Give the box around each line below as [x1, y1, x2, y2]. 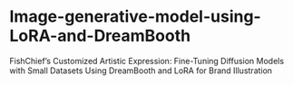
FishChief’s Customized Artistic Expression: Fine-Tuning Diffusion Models [9, 55, 284, 66]
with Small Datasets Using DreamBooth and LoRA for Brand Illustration [9, 65, 273, 76]
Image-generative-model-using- [9, 6, 261, 27]
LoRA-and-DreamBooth [9, 25, 191, 46]
